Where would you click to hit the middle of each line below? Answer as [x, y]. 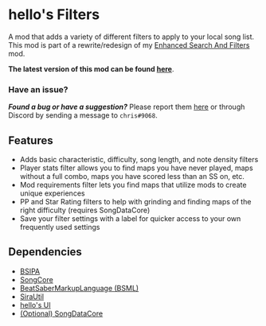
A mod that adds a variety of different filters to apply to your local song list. [131, 37]
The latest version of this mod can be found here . [91, 68]
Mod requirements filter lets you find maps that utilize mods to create [133, 185]
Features [31, 140]
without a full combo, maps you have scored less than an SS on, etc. [132, 177]
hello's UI [35, 305]
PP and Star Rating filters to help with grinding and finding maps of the [135, 202]
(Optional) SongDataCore [61, 313]
